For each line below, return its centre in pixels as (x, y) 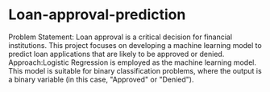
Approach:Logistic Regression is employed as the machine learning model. (132, 62)
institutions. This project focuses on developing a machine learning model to (135, 45)
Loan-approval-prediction (97, 15)
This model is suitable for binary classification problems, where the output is (135, 70)
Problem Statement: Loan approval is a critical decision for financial (120, 37)
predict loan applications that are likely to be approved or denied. (116, 54)
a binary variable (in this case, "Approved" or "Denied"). (101, 79)
